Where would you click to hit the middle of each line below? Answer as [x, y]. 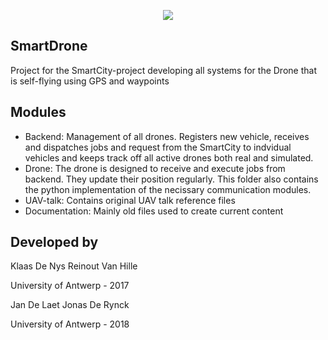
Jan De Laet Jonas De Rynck [70, 305]
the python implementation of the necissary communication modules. [168, 189]
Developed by [54, 242]
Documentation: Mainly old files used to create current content [154, 211]
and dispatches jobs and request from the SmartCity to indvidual [158, 147]
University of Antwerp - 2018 [70, 324]
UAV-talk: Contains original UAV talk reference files [130, 200]
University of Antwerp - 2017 [70, 286]
